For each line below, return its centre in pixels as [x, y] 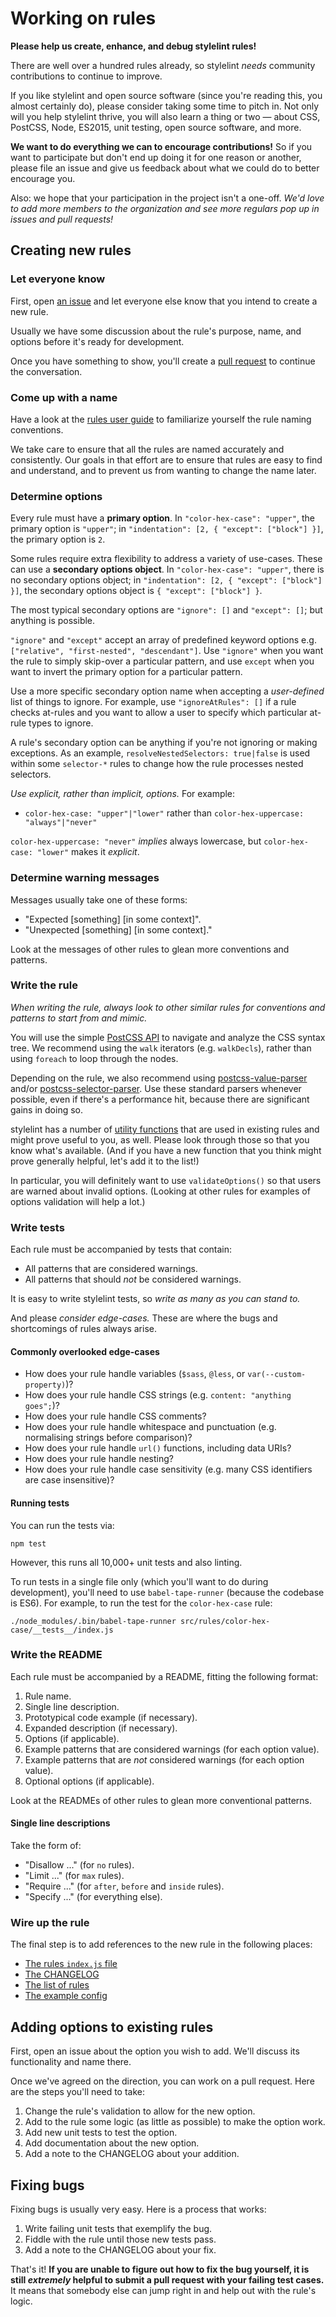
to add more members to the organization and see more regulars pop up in [165, 208]
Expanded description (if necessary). [101, 1728]
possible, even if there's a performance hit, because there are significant [160, 1099]
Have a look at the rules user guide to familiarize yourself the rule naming [161, 419]
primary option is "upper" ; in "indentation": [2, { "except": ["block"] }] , [167, 529]
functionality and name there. [71, 2062]
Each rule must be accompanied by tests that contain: [121, 1249]
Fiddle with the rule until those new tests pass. [120, 2239]
